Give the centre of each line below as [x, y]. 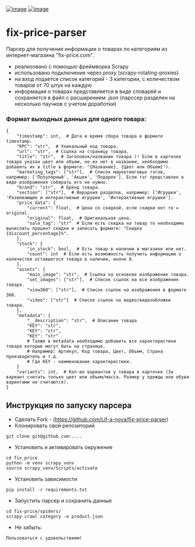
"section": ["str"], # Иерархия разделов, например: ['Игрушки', [99, 193]
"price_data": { [36, 203]
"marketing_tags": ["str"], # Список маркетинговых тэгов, [91, 172]
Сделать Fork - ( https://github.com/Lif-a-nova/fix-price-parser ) [91, 419]
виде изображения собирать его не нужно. [57, 182]
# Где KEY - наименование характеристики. [79, 362]
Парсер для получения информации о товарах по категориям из [87, 49]
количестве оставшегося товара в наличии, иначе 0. [70, 259]
